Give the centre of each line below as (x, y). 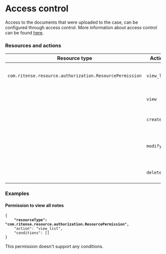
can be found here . (24, 33)
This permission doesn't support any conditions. (54, 247)
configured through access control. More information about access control (81, 27)
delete (154, 173)
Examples (17, 194)
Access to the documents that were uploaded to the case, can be (72, 22)
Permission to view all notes (35, 205)
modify (154, 146)
